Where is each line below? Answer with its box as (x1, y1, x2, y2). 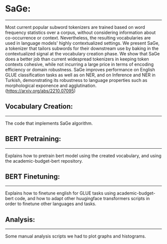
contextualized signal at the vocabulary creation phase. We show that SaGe (5, 50, 160, 56)
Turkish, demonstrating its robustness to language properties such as (5, 77, 148, 83)
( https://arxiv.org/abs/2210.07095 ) (5, 88, 76, 94)
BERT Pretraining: (5, 135, 61, 143)
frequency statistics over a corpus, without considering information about (5, 29, 156, 35)
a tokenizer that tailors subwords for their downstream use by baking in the (5, 45, 159, 51)
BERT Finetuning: (5, 172, 60, 181)
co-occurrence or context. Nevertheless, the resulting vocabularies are (5, 34, 151, 40)
